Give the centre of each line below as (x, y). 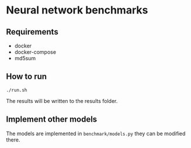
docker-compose (35, 52)
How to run (27, 77)
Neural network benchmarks (77, 10)
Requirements (32, 32)
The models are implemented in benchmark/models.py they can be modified (96, 133)
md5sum (25, 58)
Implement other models (52, 120)
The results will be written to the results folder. (62, 101)
